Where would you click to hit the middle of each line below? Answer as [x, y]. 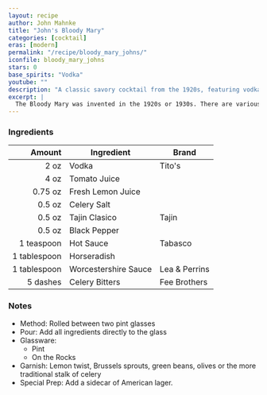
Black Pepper [94, 230]
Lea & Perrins [184, 269]
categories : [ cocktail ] [48, 38]
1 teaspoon [40, 243]
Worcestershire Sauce [110, 269]
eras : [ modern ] [33, 45]
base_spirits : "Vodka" [46, 75]
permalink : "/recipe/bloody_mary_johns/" [78, 52]
